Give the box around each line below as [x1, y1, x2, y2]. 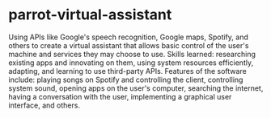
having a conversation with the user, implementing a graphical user [8, 92, 232, 101]
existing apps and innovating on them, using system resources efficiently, [8, 58, 253, 67]
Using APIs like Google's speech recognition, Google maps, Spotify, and [8, 32, 248, 42]
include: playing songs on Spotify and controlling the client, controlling [8, 75, 243, 84]
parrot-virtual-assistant [8, 6, 172, 24]
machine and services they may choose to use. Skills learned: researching [8, 49, 256, 59]
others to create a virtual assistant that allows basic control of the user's [8, 40, 249, 50]
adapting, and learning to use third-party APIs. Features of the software [8, 66, 247, 75]
